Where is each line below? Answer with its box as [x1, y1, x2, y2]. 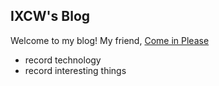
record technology [24, 54, 102, 66]
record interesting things [24, 64, 127, 76]
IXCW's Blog [10, 8, 91, 25]
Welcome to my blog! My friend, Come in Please [10, 34, 210, 46]
